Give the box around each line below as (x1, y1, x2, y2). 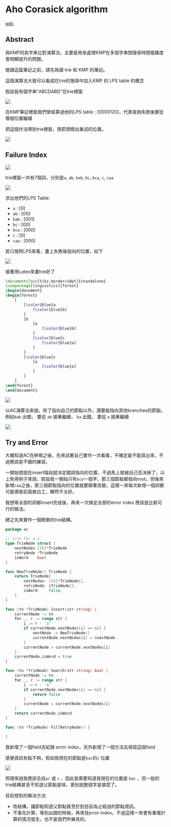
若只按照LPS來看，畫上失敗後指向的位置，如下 (5, 248, 103, 254)
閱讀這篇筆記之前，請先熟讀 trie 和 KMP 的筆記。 (5, 66, 108, 72)
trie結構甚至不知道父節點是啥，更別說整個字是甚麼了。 (5, 782, 120, 788)
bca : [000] (12, 227, 36, 233)
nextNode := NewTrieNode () (32, 631, 90, 636)
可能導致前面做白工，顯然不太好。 (5, 489, 77, 495)
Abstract (5, 35, 34, 44)
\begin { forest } (5, 293, 38, 298)
